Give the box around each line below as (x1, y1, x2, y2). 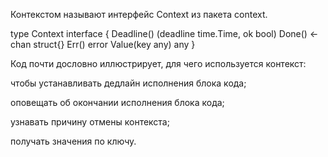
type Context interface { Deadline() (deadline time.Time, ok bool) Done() (10, 28, 308, 39)
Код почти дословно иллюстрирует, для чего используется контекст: (10, 58, 307, 69)
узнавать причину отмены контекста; (10, 116, 170, 128)
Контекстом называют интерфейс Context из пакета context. (10, 9, 268, 20)
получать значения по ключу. (10, 135, 137, 147)
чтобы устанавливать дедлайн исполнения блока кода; (10, 77, 247, 89)
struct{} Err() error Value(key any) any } (33, 39, 196, 50)
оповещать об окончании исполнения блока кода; (10, 97, 225, 108)
